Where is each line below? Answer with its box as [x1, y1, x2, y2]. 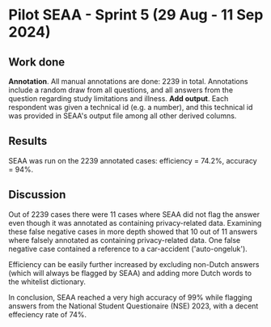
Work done [8, 55, 66, 69]
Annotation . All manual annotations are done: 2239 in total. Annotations [8, 77, 248, 86]
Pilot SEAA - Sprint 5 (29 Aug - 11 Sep [8, 6, 264, 24]
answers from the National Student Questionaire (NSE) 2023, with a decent [8, 301, 259, 311]
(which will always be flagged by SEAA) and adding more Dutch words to [8, 268, 252, 278]
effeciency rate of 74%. [8, 309, 87, 319]
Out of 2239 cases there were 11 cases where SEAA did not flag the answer [8, 209, 260, 219]
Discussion [8, 188, 66, 202]
